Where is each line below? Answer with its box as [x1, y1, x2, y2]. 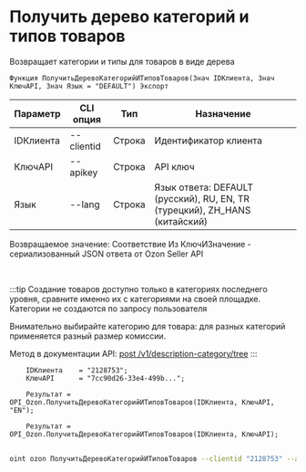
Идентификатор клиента [154, 134, 262, 147]
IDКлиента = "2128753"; [25, 365, 128, 375]
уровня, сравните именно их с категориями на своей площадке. [9, 293, 261, 304]
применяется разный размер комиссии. [9, 330, 167, 341]
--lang [69, 198, 100, 211]
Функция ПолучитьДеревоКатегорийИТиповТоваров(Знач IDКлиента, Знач [9, 73, 275, 83]
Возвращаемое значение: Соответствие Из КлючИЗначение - [9, 238, 252, 249]
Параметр [14, 107, 61, 120]
